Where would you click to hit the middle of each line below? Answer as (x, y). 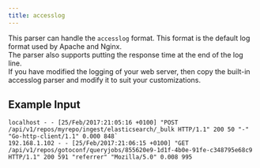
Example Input (44, 105)
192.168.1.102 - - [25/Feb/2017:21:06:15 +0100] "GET (99, 144)
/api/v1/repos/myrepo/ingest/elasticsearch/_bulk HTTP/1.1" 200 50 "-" (128, 130)
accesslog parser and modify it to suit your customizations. (105, 80)
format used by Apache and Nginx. (65, 46)
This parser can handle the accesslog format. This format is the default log (129, 38)
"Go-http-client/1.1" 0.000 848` (63, 136)
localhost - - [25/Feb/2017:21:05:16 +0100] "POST (93, 123)
